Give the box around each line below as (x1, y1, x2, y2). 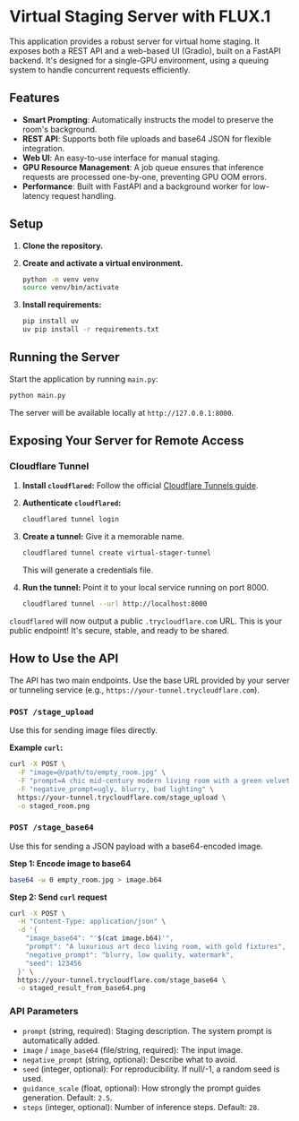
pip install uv (21, 316, 80, 326)
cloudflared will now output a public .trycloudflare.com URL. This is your (9, 616, 283, 626)
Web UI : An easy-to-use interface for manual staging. (21, 152, 221, 163)
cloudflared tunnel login (21, 515, 119, 524)
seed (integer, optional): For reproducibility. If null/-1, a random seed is (21, 1064, 280, 1074)
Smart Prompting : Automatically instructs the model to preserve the (21, 114, 274, 125)
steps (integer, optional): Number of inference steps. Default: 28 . (21, 1101, 260, 1112)
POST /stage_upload (9, 706, 94, 717)
